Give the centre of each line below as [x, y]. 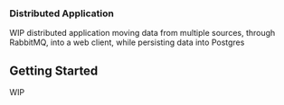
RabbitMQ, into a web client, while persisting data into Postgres [127, 42]
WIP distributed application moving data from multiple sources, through [142, 33]
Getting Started [54, 70]
